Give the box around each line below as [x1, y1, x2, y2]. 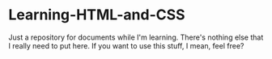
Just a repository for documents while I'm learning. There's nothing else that [8, 32, 264, 42]
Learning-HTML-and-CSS [8, 6, 185, 24]
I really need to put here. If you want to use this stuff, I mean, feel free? [8, 40, 244, 50]
